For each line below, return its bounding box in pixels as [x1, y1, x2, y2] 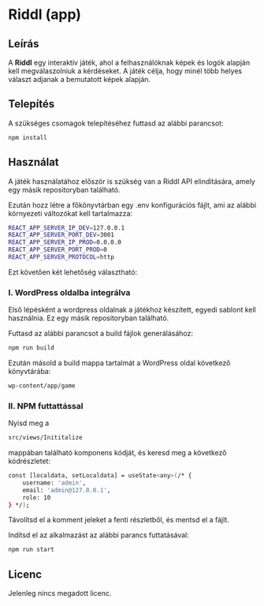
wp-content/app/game [8, 382, 76, 390]
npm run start [8, 546, 55, 554]
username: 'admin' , [22, 479, 87, 487]
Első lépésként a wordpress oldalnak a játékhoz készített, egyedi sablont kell [8, 305, 256, 315]
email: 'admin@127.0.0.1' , [22, 486, 111, 494]
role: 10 [22, 493, 51, 502]
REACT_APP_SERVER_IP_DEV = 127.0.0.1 [8, 223, 125, 232]
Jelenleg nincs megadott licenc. [8, 589, 112, 598]
